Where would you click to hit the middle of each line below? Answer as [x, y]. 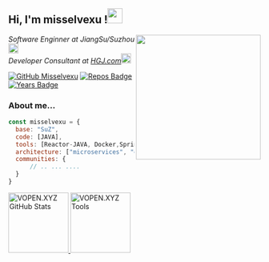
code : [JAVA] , [39, 137]
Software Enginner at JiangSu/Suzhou [72, 39]
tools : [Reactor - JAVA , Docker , [68, 144]
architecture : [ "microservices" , [71, 152]
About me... [32, 105]
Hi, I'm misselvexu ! [58, 20]
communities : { [41, 159]
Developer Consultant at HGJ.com [65, 60]
